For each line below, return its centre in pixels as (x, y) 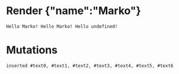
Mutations (32, 50)
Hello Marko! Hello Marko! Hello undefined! (62, 26)
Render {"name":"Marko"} (73, 11)
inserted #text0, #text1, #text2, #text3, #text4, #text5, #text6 (90, 66)
